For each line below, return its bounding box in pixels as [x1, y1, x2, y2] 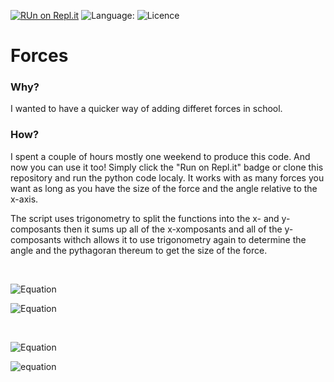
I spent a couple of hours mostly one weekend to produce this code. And [10, 150, 311, 162]
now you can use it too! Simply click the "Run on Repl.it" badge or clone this [10, 161, 324, 173]
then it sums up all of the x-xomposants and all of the [63, 223, 283, 235]
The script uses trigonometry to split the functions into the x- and [10, 212, 280, 224]
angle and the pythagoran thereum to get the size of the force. [10, 244, 268, 256]
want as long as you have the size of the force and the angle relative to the [10, 182, 318, 194]
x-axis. [10, 193, 39, 205]
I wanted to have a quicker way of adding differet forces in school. [10, 103, 283, 115]
